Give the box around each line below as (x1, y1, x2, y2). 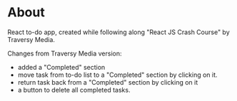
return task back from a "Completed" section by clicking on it (17, 78, 198, 86)
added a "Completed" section (17, 63, 106, 71)
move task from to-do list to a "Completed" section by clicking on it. (17, 70, 218, 79)
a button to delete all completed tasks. (17, 85, 131, 94)
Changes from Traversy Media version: (7, 49, 122, 58)
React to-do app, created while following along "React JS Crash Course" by (7, 28, 230, 36)
